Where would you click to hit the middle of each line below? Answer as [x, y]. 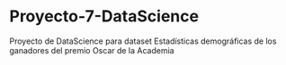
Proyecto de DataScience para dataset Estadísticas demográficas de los [143, 41]
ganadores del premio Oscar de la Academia [92, 50]
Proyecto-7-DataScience [104, 16]
